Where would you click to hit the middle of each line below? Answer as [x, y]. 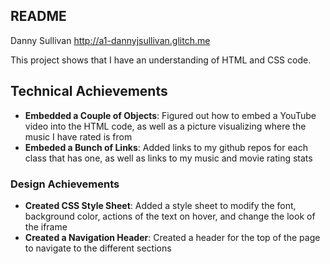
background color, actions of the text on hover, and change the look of [170, 216]
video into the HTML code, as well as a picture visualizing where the [165, 126]
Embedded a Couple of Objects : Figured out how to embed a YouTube [170, 115]
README [38, 16]
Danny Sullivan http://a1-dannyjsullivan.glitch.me [110, 40]
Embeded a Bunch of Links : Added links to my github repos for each [166, 147]
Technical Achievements [89, 91]
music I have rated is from [78, 136]
